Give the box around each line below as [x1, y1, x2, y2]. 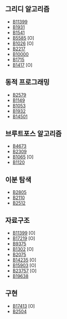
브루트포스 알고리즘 [5, 129, 62, 138]
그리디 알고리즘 [5, 5, 50, 14]
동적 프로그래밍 [5, 78, 50, 86]
